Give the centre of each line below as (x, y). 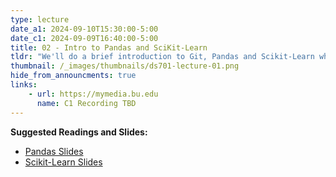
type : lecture (40, 19)
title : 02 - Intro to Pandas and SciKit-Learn (109, 47)
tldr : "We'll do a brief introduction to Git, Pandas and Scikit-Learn (162, 57)
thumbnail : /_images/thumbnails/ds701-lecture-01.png (125, 66)
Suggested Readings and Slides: (79, 132)
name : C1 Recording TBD (86, 103)
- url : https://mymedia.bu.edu (93, 94)
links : (24, 85)
